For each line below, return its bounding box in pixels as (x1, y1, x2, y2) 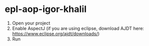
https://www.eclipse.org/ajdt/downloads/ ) (12, 30, 100, 36)
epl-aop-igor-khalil (5, 3, 87, 15)
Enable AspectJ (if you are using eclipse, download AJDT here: (12, 25, 144, 31)
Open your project (12, 20, 51, 26)
